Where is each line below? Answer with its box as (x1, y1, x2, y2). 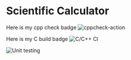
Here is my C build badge (6, 35, 68, 42)
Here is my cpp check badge (6, 24, 77, 31)
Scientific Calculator (6, 4, 110, 18)
